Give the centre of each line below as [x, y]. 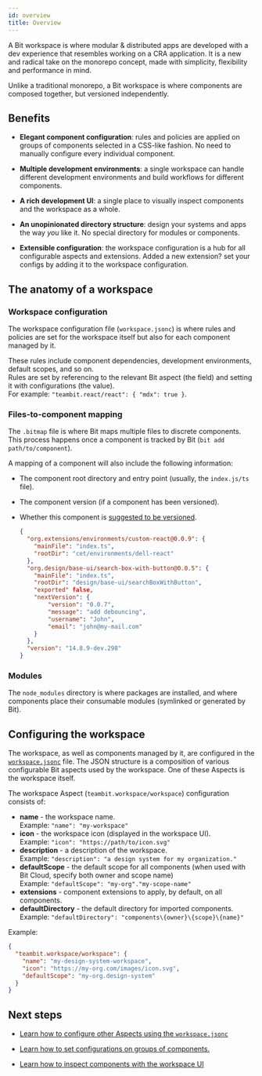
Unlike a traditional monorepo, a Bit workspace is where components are [125, 85]
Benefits [29, 118]
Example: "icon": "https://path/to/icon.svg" [95, 842]
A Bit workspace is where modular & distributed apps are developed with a [128, 45]
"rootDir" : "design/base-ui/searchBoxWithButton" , [118, 583]
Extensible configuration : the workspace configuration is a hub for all [133, 248]
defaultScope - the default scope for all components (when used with [133, 867]
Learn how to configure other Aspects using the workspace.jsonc [124, 1034]
